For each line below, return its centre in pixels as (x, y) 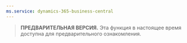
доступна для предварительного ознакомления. (81, 34)
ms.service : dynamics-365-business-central (60, 11)
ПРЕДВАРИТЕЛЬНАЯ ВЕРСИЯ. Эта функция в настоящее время (101, 28)
